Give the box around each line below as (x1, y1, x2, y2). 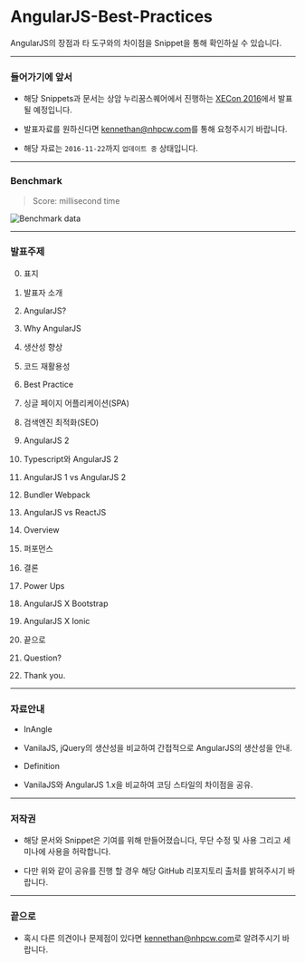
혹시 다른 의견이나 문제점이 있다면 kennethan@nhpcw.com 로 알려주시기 (23, 932, 281, 943)
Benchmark (10, 175, 62, 188)
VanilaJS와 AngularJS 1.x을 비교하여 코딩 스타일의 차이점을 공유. (23, 779, 253, 790)
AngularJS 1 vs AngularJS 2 (23, 471, 127, 482)
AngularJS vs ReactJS (23, 506, 107, 517)
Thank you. (23, 669, 66, 680)
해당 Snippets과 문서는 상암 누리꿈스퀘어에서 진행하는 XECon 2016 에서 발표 (23, 93, 293, 104)
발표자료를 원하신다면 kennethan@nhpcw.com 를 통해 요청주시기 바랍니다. (23, 124, 288, 135)
